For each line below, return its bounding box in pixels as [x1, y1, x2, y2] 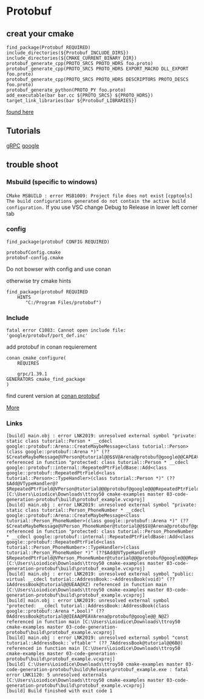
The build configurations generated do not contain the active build [6, 198, 186, 204]
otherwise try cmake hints [6, 277, 72, 284]
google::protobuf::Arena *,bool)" [6, 609, 94, 615]
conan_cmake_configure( [6, 355, 67, 361]
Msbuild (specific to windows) [6, 178, 98, 186]
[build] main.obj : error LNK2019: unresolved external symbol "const [6, 635, 189, 641]
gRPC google [6, 142, 39, 149]
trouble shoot [6, 160, 59, 170]
